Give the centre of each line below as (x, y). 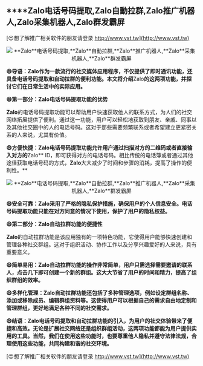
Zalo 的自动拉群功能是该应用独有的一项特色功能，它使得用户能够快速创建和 (99, 237)
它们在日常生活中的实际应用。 (48, 86)
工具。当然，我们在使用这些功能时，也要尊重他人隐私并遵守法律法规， (104, 336)
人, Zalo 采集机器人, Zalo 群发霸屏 (66, 22)
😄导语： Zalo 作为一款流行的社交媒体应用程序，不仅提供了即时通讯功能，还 (99, 71)
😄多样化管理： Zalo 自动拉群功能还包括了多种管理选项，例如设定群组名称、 (99, 293)
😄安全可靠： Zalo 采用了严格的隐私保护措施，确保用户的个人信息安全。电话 (99, 203)
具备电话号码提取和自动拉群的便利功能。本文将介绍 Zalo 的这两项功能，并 (96, 79)
